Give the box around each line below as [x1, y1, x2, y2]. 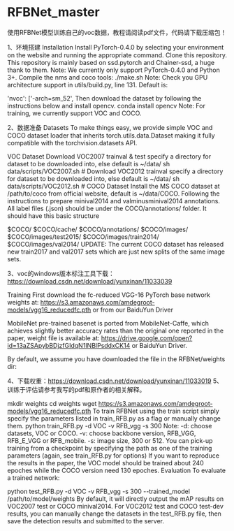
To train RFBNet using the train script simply [92, 407, 220, 415]
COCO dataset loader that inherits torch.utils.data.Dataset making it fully [7, 131, 215, 140]
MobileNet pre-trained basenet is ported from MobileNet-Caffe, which [7, 319, 210, 327]
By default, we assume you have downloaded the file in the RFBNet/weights [7, 354, 226, 363]
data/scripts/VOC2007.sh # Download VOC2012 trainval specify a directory [7, 167, 224, 175]
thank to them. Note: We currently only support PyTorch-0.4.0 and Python [7, 66, 220, 74]
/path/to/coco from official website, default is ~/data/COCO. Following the [7, 189, 220, 198]
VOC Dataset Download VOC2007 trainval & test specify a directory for [7, 152, 212, 161]
